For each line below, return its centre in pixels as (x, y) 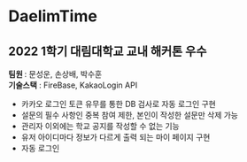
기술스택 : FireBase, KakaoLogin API (73, 85)
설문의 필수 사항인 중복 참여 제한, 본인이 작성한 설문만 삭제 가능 (129, 115)
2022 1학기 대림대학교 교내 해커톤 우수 (108, 51)
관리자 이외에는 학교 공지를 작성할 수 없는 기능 (100, 126)
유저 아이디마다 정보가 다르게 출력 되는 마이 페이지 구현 (116, 137)
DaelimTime (53, 16)
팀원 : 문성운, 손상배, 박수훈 (55, 74)
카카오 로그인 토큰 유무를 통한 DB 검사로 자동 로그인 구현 (118, 104)
